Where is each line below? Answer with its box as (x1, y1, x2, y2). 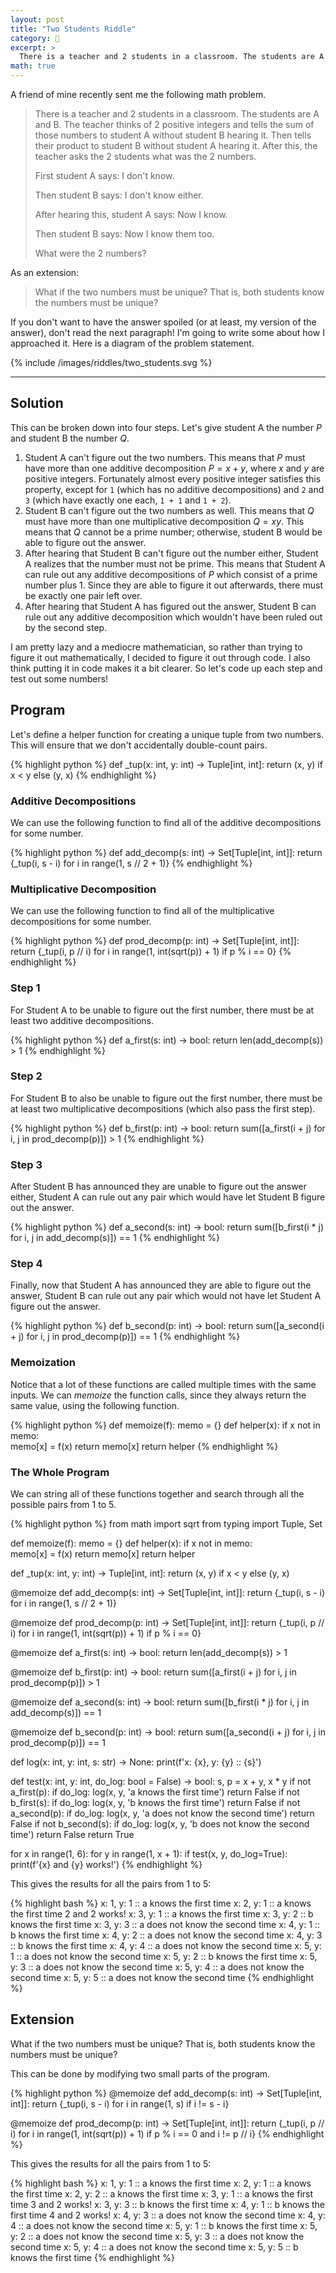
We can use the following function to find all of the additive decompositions (10, 816, 322, 828)
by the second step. (24, 621, 108, 633)
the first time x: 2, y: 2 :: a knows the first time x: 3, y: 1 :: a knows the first (10, 2187, 314, 2200)
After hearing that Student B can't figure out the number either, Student (24, 547, 319, 559)
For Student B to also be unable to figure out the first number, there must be (10, 1092, 323, 1104)
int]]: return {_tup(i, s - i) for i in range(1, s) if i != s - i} (10, 2097, 230, 2110)
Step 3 (10, 1157, 43, 1171)
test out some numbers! (10, 672, 109, 685)
